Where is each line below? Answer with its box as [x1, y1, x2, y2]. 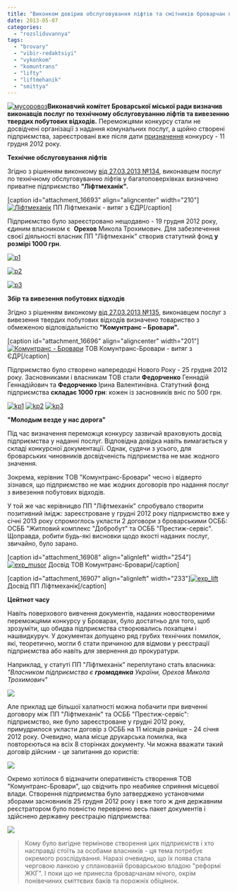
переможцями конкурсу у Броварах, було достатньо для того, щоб [7, 617, 210, 625]
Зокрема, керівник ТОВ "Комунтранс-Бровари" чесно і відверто [7, 473, 202, 482]
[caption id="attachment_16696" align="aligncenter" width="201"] [7, 337, 200, 345]
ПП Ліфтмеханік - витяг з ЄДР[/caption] [52, 203, 172, 212]
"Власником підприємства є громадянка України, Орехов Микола [7, 668, 210, 676]
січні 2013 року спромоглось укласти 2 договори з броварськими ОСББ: [7, 517, 228, 526]
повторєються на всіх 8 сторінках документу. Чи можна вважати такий [7, 740, 224, 748]
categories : [7, 23, 42, 30]
